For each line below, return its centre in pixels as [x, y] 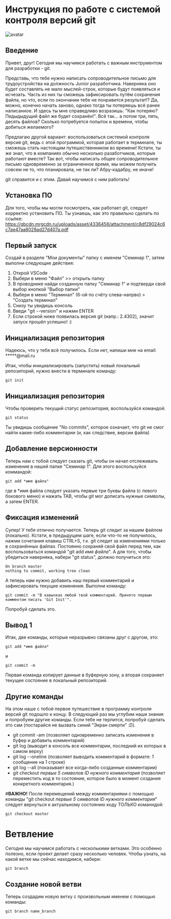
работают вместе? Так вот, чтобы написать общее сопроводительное [82, 158]
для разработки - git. [28, 68]
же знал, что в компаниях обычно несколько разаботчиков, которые [80, 153]
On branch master [24, 566]
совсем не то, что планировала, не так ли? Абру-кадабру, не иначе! [80, 169]
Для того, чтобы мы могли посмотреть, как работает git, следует [77, 207]
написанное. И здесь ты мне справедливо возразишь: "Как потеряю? [82, 110]
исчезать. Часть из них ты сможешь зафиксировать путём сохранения [83, 94]
